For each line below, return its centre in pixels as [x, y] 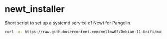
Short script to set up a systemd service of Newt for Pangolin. [68, 23]
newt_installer [35, 9]
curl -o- [14, 32]
